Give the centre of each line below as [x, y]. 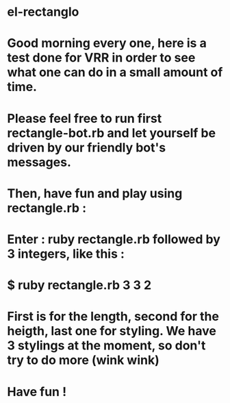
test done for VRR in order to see [101, 58]
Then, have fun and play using [95, 193]
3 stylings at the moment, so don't [106, 346]
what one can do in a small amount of [115, 72]
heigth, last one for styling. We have [112, 331]
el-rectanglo [43, 12]
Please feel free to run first [85, 118]
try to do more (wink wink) [83, 360]
